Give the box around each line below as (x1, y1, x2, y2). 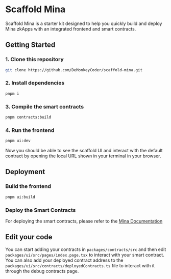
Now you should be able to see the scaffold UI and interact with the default (5, 148, 163, 154)
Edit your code (5, 233, 53, 241)
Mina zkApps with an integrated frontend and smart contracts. (5, 25, 136, 32)
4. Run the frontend (5, 126, 55, 133)
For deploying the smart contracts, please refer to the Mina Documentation (5, 218, 163, 224)
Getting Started (5, 41, 56, 49)
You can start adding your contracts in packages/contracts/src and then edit (5, 246, 166, 253)
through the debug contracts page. (5, 268, 79, 274)
